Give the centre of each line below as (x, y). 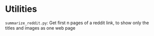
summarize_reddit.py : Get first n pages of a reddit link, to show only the (77, 23)
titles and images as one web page (40, 28)
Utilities (21, 9)
